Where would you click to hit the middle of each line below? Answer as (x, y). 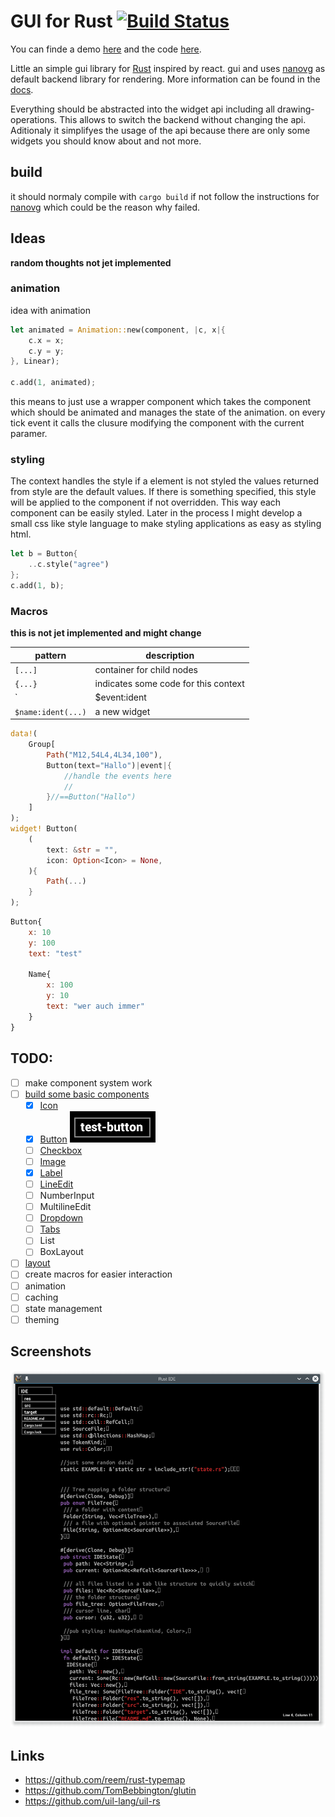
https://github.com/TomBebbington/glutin (110, 1790)
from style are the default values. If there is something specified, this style (163, 492)
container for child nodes (146, 669)
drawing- (295, 109)
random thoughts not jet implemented (91, 262)
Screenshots (51, 1351)
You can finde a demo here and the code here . (106, 49)
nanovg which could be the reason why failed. (105, 207)
